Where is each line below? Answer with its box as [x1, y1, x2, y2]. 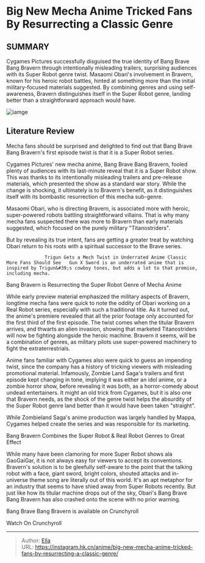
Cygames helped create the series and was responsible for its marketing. [6, 420, 190, 428]
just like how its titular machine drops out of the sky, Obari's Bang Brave [6, 489, 187, 497]
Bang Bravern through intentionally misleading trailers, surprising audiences [6, 64, 197, 71]
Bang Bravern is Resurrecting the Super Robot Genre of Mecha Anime [6, 281, 182, 288]
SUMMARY [6, 41, 50, 52]
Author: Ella [21, 537, 51, 544]
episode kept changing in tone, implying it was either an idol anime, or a [6, 376, 187, 383]
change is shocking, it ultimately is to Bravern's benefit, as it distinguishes [6, 186, 192, 193]
